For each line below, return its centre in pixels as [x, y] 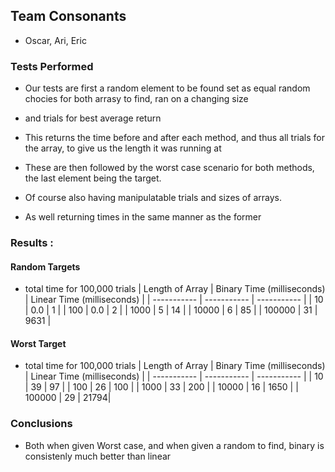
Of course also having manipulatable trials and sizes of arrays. [153, 198]
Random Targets [45, 266]
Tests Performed [52, 66]
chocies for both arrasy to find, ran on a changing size [136, 99]
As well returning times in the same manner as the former [143, 217]
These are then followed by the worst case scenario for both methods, [169, 168]
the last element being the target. [93, 178]
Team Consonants [68, 16]
